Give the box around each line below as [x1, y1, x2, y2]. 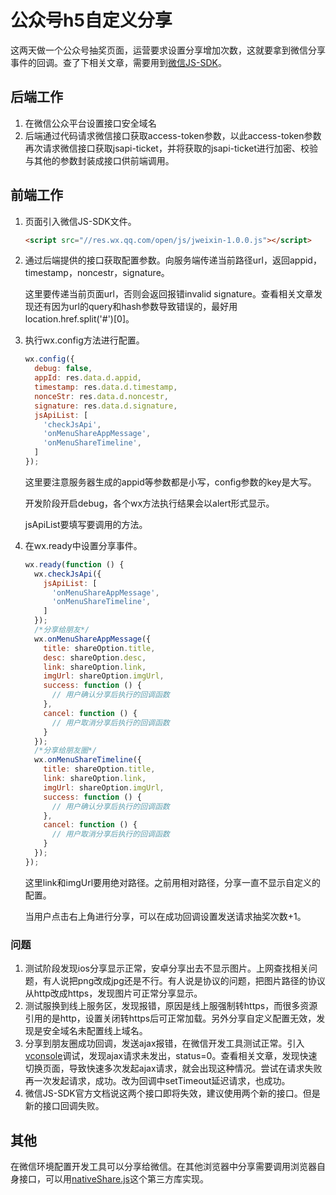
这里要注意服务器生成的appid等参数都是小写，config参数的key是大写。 [24, 476, 317, 488]
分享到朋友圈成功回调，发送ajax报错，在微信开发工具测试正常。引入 [24, 1037, 305, 1050]
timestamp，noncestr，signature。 [24, 267, 170, 279]
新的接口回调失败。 [24, 1100, 105, 1112]
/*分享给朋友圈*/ [34, 746, 98, 756]
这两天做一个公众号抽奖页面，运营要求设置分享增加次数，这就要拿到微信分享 [10, 44, 326, 56]
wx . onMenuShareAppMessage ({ [34, 634, 152, 644]
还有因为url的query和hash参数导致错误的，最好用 [33, 301, 238, 313]
